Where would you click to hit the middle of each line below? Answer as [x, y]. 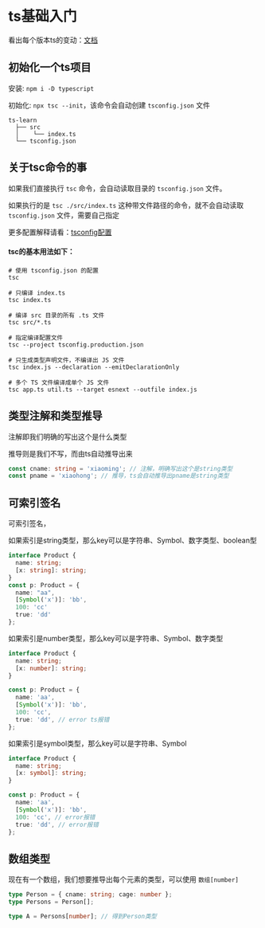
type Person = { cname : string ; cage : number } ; [90, 895]
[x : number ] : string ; [51, 668]
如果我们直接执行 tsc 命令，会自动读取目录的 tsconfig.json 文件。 [117, 188]
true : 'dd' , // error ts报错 [62, 719]
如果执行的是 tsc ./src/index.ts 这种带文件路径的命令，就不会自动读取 [126, 205]
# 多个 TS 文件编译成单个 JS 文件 [59, 382]
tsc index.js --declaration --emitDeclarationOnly [94, 367]
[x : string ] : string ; [51, 570]
